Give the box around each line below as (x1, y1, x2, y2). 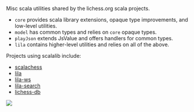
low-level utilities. (14, 23, 58, 29)
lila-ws (14, 76, 31, 83)
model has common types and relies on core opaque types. (14, 29, 157, 36)
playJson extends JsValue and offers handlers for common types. (14, 35, 173, 41)
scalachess (14, 64, 42, 71)
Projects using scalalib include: (6, 52, 81, 59)
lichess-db (14, 89, 41, 95)
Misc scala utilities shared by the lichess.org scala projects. (6, 5, 150, 12)
